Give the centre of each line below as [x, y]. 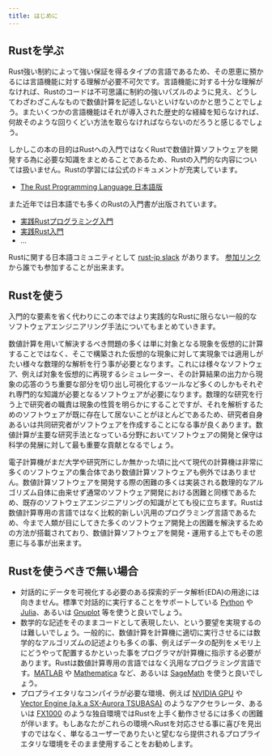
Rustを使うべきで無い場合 [74, 571]
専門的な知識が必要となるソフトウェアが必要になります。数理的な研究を [136, 394]
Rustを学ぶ [36, 51]
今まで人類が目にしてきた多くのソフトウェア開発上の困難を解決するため [143, 523]
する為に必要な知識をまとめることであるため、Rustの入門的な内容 [125, 159]
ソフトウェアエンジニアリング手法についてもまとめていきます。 [114, 327]
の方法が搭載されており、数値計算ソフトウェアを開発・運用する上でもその [132, 533]
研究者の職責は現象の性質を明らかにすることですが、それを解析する [143, 405]
